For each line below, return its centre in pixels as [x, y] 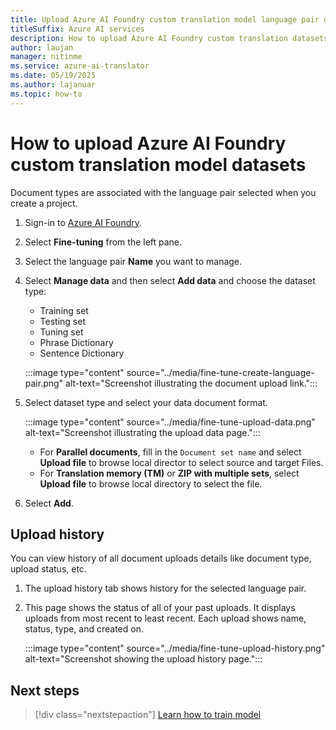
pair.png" [44, 383]
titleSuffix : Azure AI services [77, 29]
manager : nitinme [46, 57]
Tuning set [61, 332]
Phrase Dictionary [76, 342]
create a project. [44, 203]
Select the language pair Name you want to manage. [133, 261]
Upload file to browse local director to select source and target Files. [181, 462]
